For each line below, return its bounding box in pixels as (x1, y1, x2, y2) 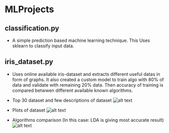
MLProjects (5, 4, 54, 15)
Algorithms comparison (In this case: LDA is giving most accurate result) (12, 117, 164, 123)
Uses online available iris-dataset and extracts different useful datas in (12, 71, 160, 77)
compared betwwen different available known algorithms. (12, 87, 133, 93)
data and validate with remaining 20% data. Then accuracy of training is (12, 82, 163, 88)
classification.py (5, 24, 60, 33)
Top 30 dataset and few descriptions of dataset (12, 97, 112, 103)
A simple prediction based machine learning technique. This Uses (12, 37, 151, 43)
